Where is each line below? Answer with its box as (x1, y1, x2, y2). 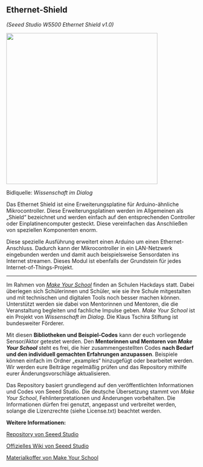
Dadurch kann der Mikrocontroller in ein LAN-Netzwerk (35, 244, 173, 251)
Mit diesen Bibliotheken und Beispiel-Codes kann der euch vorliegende (6, 331, 186, 338)
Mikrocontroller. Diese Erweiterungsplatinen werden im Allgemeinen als (6, 207, 184, 214)
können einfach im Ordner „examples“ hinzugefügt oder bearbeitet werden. (6, 356, 195, 364)
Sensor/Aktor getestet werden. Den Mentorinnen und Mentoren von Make (6, 338, 193, 345)
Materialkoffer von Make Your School (6, 454, 98, 461)
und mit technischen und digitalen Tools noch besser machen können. (6, 294, 181, 301)
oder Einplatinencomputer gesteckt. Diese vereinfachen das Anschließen (6, 220, 188, 227)
